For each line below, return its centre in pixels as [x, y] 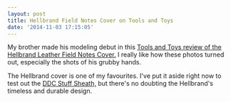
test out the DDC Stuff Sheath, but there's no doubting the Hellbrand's [111, 84]
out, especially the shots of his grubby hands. [74, 62]
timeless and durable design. [50, 91]
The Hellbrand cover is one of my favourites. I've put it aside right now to [114, 76]
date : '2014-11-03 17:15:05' [51, 27]
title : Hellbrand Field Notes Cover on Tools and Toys [91, 21]
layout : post [27, 14]
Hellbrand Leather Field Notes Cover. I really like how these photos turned [116, 55]
